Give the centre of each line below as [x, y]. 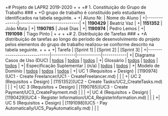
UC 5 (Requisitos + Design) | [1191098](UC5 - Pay [56, 103]
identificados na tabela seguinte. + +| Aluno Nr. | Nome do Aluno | [73, 18]
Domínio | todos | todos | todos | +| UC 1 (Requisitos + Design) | [71, 71]
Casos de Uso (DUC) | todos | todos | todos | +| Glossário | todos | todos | [81, 60]
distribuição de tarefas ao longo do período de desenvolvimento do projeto [83, 39]
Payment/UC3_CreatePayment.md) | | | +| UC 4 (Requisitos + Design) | [78, 92]
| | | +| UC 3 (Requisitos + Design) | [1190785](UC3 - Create [67, 87]
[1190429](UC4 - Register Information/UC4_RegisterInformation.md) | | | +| [83, 97]
